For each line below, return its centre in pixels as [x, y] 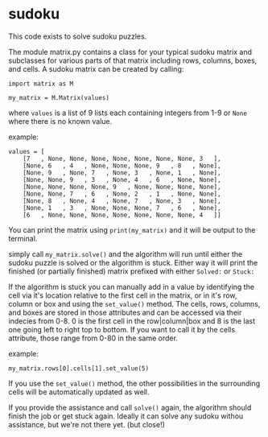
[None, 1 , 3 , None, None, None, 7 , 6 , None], [122, 208]
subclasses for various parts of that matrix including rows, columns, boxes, [133, 60]
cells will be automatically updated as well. [79, 392]
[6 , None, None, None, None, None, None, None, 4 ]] [122, 215]
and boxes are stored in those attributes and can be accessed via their [125, 312]
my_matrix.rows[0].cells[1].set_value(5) [79, 368]
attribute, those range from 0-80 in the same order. [93, 338]
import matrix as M [41, 84]
